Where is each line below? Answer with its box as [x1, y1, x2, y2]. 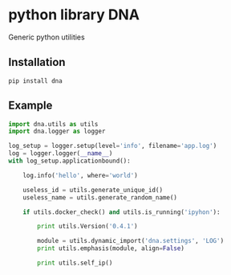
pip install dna [8, 76, 63, 85]
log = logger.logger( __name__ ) [8, 150, 113, 158]
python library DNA [8, 6, 140, 24]
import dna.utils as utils [8, 120, 99, 128]
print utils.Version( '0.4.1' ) [37, 223, 138, 231]
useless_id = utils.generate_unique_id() [22, 186, 163, 194]
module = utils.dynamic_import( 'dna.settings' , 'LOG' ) [37, 237, 225, 245]
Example [8, 99, 53, 113]
